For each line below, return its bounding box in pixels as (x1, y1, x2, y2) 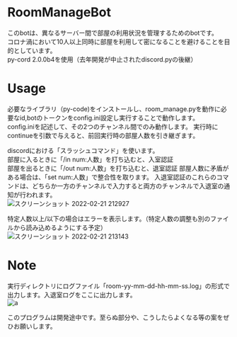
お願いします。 (13, 321, 57, 330)
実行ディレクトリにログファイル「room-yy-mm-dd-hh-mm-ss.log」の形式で (7, 281, 230, 290)
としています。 (13, 46, 57, 55)
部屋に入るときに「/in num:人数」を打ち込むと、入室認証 (7, 155, 173, 164)
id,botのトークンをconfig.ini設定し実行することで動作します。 (19, 113, 200, 122)
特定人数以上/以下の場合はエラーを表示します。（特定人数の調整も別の (7, 214, 211, 223)
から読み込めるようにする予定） (13, 223, 108, 232)
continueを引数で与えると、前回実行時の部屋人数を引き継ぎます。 (7, 131, 200, 139)
